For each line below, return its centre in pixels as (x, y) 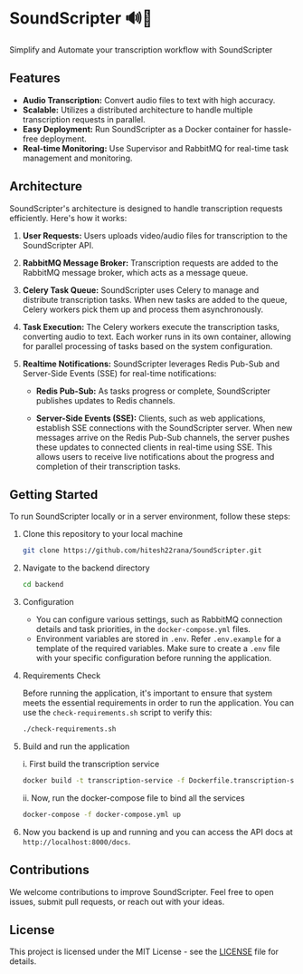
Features (35, 78)
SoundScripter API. (58, 245)
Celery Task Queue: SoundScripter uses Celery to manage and (141, 290)
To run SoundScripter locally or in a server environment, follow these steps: (150, 516)
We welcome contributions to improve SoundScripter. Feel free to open (142, 891)
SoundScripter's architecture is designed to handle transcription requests (146, 208)
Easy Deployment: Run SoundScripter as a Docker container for (142, 129)
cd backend (43, 585)
